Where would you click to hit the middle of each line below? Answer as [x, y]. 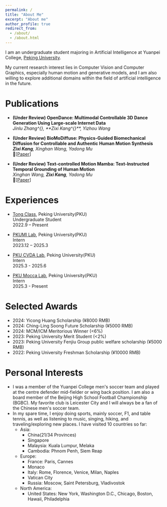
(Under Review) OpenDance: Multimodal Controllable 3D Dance [80, 117]
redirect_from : [21, 29]
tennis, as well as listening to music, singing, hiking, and [70, 418]
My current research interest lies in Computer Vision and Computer [75, 67]
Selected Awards [41, 306]
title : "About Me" [24, 15]
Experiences [32, 200]
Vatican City [40, 477]
